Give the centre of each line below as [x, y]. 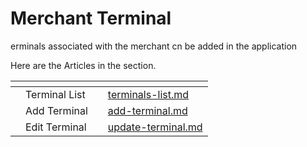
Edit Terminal [56, 127]
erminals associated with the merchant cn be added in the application [154, 46]
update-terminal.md [155, 127]
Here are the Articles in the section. [83, 65]
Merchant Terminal [91, 18]
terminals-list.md [148, 94]
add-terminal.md [147, 110]
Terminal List [55, 94]
